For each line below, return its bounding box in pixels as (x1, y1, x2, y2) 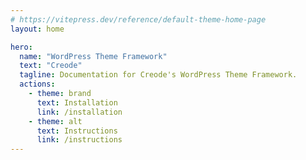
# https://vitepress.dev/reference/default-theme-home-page (10, 14, 267, 25)
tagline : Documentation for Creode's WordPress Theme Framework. (19, 70, 298, 80)
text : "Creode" (19, 61, 83, 71)
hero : (10, 42, 33, 52)
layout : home (10, 24, 65, 34)
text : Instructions (36, 126, 118, 136)
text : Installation (36, 97, 118, 108)
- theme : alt (28, 116, 83, 126)
